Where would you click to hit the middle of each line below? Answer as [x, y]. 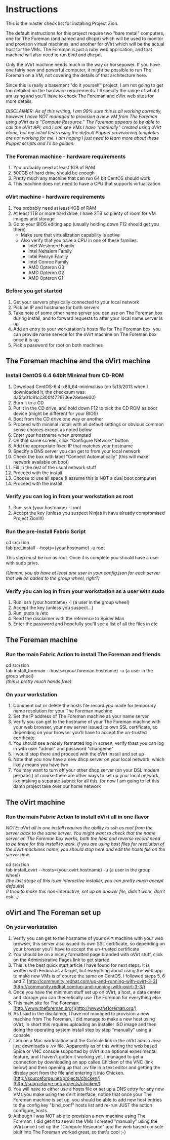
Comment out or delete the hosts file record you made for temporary [84, 706]
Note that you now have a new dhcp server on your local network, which [89, 759]
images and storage [34, 218]
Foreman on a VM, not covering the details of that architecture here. [76, 75]
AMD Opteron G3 [46, 267]
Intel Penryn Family [48, 256]
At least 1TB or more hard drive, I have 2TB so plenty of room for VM [84, 213]
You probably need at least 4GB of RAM [55, 208]
